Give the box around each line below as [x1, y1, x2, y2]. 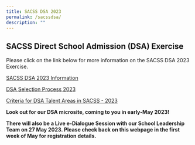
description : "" [6, 19, 46, 25]
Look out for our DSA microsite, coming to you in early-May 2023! [6, 109, 170, 116]
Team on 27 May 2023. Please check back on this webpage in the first [6, 126, 180, 133]
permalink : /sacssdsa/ [6, 14, 61, 20]
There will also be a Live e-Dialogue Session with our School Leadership [6, 120, 185, 127]
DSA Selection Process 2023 [6, 86, 76, 93]
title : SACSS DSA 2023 [6, 8, 61, 15]
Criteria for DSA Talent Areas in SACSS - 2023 [6, 97, 118, 104]
